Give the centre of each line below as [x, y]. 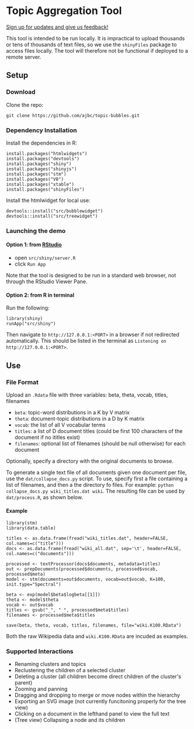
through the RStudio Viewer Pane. [47, 281]
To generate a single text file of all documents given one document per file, [96, 472]
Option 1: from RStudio [34, 245]
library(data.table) [31, 528]
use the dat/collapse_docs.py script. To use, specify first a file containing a [97, 479]
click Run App [30, 264]
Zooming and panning [41, 689]
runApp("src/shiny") [31, 324]
